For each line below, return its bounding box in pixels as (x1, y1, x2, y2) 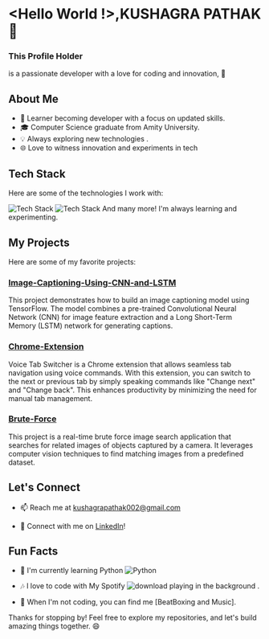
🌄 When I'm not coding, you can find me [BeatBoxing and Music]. (19, 597, 237, 607)
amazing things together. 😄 (8, 621, 100, 631)
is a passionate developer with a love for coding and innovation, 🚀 (8, 69, 226, 79)
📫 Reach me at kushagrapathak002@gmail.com (19, 502, 181, 512)
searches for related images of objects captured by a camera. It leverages (8, 440, 254, 450)
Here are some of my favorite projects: (8, 256, 137, 266)
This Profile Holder (8, 51, 84, 62)
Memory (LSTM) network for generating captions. (8, 321, 173, 330)
